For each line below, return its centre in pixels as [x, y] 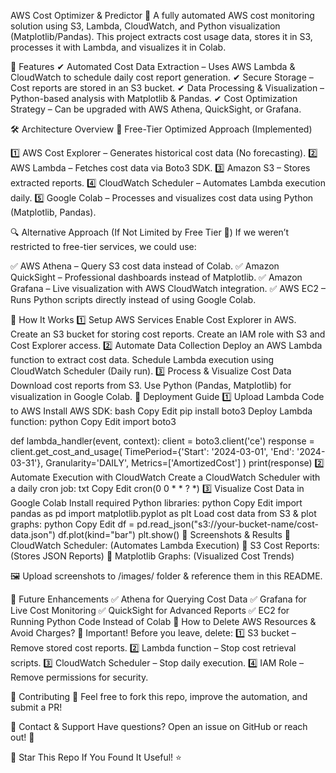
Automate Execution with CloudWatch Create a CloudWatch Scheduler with [165, 477]
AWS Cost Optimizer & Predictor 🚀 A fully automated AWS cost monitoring [162, 15]
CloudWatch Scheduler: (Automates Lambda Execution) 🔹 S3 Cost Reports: [165, 545]
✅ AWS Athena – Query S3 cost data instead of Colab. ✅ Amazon [145, 266]
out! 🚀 [22, 737]
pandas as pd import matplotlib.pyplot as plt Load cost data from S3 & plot [163, 513]
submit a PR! [36, 707]
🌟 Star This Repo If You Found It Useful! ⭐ [96, 757]
